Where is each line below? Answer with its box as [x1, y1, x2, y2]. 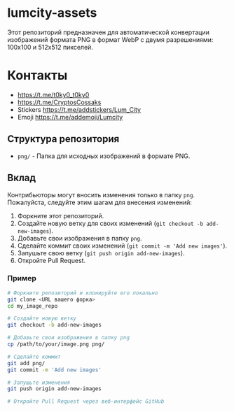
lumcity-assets [7, 5, 97, 21]
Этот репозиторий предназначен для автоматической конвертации [7, 28, 210, 36]
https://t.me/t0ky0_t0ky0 [17, 90, 90, 99]
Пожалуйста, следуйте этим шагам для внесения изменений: [7, 198, 193, 206]
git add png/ [7, 360, 46, 367]
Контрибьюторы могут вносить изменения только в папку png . [7, 190, 195, 199]
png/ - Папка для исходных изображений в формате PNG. [17, 152, 191, 160]
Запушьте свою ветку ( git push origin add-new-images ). [17, 248, 185, 257]
